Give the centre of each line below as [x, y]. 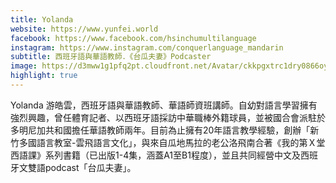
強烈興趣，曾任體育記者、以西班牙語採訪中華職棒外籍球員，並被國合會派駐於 [168, 117]
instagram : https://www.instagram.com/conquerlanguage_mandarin [147, 47]
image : [24, 66]
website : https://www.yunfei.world [84, 29]
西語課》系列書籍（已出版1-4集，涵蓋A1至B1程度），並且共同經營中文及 [155, 155]
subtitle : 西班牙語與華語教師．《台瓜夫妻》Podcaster [111, 57]
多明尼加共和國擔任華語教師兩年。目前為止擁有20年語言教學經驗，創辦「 [160, 130]
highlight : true [44, 76]
